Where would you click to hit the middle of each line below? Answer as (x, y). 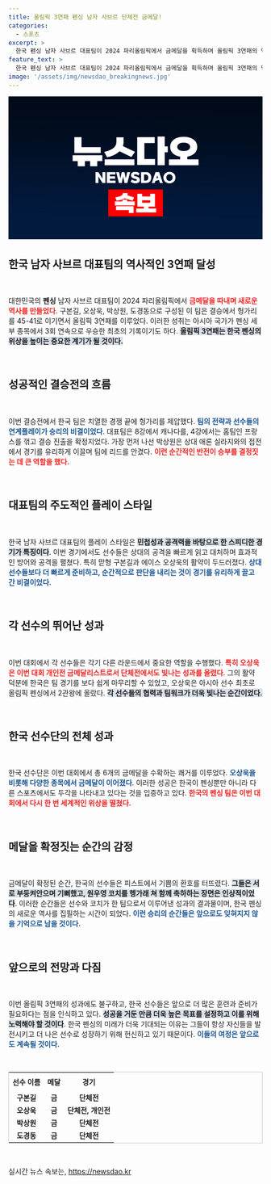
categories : (28, 25)
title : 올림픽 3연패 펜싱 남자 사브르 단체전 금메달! (85, 17)
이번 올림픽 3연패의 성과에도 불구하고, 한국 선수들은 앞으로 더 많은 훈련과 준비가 (133, 1003)
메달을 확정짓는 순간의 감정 (71, 847)
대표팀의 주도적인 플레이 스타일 (81, 505)
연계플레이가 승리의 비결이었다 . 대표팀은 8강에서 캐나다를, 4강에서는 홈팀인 (126, 431)
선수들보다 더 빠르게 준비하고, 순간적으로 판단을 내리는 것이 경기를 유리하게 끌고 (132, 572)
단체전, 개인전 (89, 1110)
